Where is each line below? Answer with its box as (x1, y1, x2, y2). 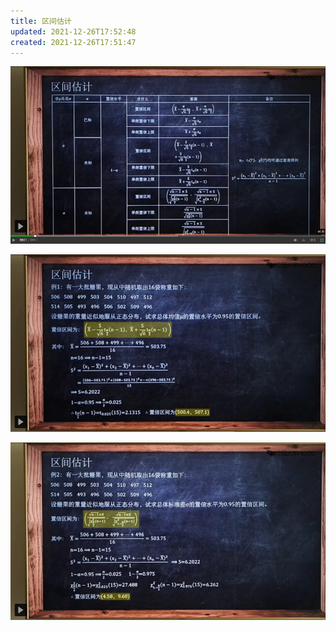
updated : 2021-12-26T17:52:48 (10, 26, 137, 37)
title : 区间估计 (10, 16, 72, 26)
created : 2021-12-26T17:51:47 (10, 37, 137, 47)
